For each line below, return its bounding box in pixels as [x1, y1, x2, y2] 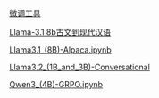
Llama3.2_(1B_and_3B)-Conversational [9, 61, 150, 72]
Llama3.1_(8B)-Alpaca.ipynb [9, 45, 112, 55]
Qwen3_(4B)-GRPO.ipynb [9, 79, 104, 89]
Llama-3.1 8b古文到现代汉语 [9, 27, 112, 37]
